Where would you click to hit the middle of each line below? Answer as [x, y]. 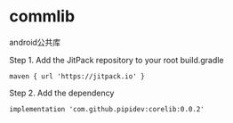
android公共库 [35, 42]
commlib [42, 16]
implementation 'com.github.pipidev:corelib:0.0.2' [107, 109]
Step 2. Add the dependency [62, 93]
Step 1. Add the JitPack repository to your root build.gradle [116, 60]
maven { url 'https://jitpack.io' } [77, 76]
